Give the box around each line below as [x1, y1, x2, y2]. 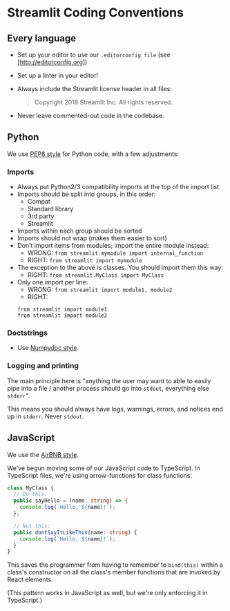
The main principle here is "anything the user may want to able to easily [7, 376, 211, 385]
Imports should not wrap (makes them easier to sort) [17, 234, 167, 242]
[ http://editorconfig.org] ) [17, 58, 88, 66]
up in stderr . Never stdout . [7, 412, 84, 420]
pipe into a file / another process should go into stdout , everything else [7, 384, 209, 392]
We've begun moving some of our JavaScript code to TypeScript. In [7, 464, 200, 472]
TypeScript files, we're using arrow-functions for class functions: [7, 471, 192, 479]
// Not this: [13, 523, 51, 530]
